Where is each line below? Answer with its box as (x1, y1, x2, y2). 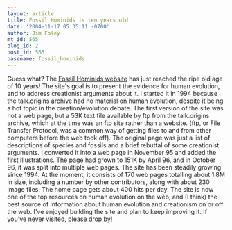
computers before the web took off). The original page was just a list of (7, 133, 211, 142)
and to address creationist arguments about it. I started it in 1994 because (7, 89, 218, 97)
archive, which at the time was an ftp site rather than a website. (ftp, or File (7, 119, 221, 127)
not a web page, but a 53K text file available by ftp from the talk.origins (7, 111, 210, 120)
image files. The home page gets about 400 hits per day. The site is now (7, 185, 214, 193)
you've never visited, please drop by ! (7, 215, 113, 223)
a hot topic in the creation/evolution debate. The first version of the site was (7, 104, 224, 112)
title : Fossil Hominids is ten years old (7, 17, 129, 24)
